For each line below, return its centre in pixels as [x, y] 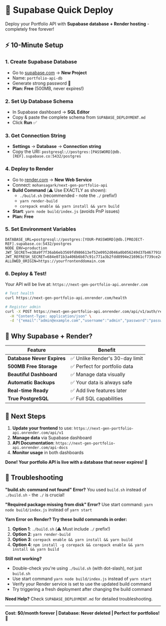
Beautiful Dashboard [32, 375]
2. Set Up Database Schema [39, 101]
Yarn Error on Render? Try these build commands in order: [66, 519]
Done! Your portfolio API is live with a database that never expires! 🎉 [76, 462]
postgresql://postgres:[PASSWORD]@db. [82, 152]
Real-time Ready [28, 390]
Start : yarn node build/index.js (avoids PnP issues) [66, 211]
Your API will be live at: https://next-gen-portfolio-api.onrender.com [77, 285]
